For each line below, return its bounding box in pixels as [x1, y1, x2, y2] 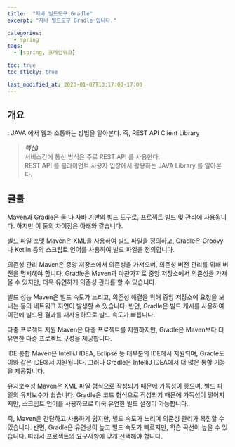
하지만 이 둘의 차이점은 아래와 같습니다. [16, 222, 123, 230]
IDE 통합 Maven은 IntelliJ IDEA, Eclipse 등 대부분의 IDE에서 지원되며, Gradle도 [7, 349, 225, 358]
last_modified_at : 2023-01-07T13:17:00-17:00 [7, 81, 142, 88]
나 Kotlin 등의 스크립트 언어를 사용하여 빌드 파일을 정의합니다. [7, 246, 175, 254]
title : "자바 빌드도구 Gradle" [7, 10, 93, 18]
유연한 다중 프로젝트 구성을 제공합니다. [7, 334, 112, 343]
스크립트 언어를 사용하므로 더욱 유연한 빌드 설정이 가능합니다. [22, 399, 189, 408]
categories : [7, 30, 42, 37]
